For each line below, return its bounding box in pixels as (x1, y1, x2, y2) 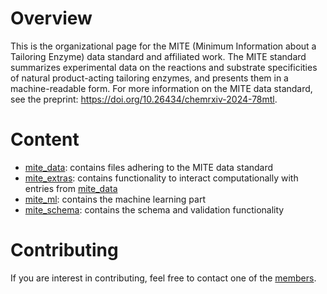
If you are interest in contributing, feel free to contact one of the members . (10, 272, 317, 284)
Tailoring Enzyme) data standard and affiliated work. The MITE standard (10, 50, 307, 62)
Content (10, 128, 80, 151)
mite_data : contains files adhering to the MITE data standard (24, 161, 274, 173)
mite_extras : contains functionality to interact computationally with (24, 172, 299, 184)
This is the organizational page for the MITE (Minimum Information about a (10, 40, 317, 52)
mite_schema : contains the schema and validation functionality (24, 203, 285, 216)
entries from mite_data (24, 182, 118, 194)
